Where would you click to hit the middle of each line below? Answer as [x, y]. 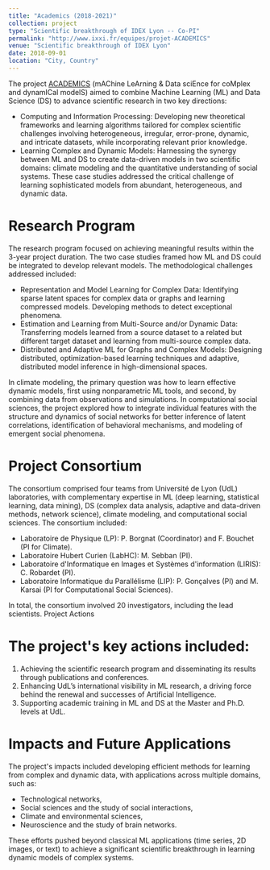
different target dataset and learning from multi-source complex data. [135, 341]
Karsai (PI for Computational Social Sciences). [96, 590]
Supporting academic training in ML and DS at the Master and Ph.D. [132, 702]
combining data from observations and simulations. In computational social [133, 399]
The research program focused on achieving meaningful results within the [131, 248]
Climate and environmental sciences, [81, 816]
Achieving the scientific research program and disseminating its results [138, 669]
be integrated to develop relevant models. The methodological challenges [131, 265]
